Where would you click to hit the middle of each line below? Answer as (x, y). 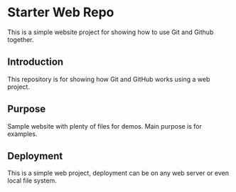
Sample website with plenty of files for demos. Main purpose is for (105, 126)
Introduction (36, 62)
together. (21, 39)
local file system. (32, 181)
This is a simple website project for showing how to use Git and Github (111, 32)
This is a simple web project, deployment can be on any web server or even (118, 173)
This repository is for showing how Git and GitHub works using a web (109, 79)
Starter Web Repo (61, 12)
